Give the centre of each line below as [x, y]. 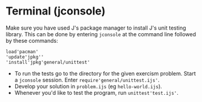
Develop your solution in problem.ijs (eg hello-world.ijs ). [88, 86]
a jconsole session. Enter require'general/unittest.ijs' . [87, 80]
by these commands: [32, 40]
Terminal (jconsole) [56, 11]
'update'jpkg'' [25, 57]
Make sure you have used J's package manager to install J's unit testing [96, 28]
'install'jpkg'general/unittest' [48, 62]
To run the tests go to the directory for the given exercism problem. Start [105, 73]
